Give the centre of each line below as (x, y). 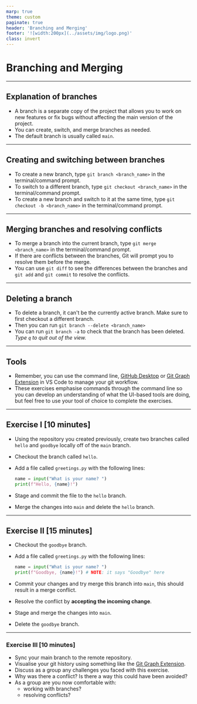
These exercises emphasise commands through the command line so (98, 388)
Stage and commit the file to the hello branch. (71, 495)
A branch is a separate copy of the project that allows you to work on (98, 111)
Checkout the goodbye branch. (51, 545)
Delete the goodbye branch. (47, 624)
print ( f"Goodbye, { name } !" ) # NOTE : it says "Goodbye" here (89, 573)
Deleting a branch (39, 298)
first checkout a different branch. (55, 319)
